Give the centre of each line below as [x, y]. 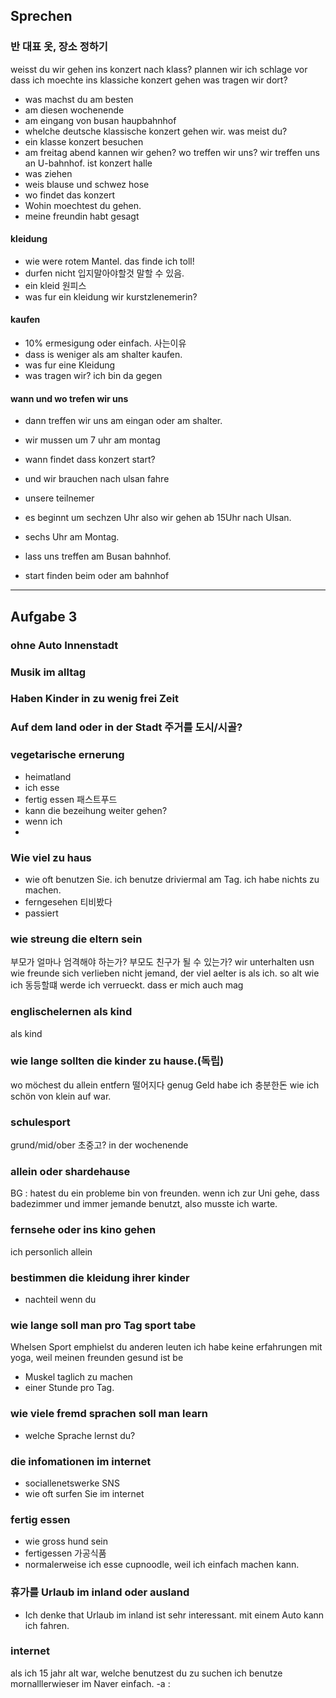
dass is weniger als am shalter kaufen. [103, 355]
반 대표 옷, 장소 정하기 [59, 47]
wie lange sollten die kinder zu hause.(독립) [117, 1061]
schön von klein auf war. [61, 1096]
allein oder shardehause [70, 1172]
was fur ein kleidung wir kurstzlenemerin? [111, 296]
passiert [41, 913]
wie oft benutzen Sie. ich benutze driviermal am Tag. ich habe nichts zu [172, 879]
